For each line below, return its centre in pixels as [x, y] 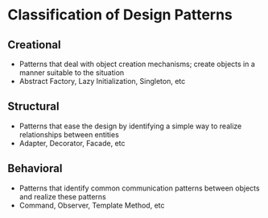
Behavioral [35, 168]
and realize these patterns [62, 196]
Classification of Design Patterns [120, 15]
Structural [33, 107]
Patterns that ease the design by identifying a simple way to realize [130, 126]
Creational [34, 45]
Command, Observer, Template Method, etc [92, 205]
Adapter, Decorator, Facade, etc [72, 143]
